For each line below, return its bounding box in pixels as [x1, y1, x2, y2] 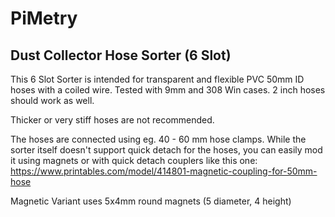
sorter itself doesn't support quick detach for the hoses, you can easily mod [10, 144, 323, 156]
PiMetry [10, 7, 78, 30]
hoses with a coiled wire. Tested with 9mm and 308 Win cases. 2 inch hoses [10, 84, 326, 96]
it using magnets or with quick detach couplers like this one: [10, 155, 258, 166]
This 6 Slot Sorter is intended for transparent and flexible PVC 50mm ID [10, 73, 305, 85]
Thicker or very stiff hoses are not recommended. [10, 114, 215, 126]
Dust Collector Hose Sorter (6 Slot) [10, 47, 232, 64]
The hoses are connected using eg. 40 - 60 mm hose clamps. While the [10, 133, 307, 145]
